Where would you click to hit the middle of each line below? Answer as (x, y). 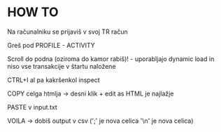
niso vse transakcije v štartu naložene (62, 66)
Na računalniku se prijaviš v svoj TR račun (67, 32)
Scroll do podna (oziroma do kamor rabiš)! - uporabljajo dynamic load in (111, 59)
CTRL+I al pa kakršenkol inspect (54, 80)
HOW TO (33, 12)
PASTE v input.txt (32, 107)
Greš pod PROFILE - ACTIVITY (51, 45)
